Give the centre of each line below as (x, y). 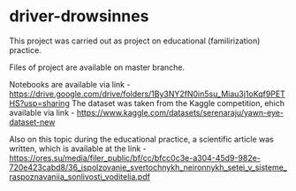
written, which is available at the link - (78, 149)
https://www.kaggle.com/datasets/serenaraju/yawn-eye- (180, 112)
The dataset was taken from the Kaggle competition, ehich (178, 103)
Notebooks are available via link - (70, 84)
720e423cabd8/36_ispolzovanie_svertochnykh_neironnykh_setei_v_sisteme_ (148, 167)
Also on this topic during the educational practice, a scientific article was (141, 139)
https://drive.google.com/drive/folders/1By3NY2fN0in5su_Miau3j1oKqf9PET (147, 94)
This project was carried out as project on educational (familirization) (135, 41)
